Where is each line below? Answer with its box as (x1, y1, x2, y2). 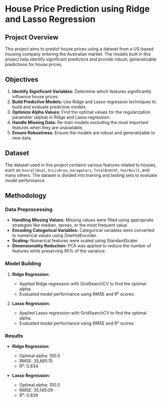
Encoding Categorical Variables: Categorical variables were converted (12, 227, 155, 233)
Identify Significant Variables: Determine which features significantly (12, 88, 151, 94)
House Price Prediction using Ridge (5, 3, 150, 15)
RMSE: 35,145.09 (19, 387, 53, 393)
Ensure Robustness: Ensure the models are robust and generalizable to (12, 130, 156, 136)
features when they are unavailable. (12, 124, 84, 130)
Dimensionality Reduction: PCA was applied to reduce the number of (12, 243, 151, 249)
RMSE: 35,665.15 (19, 358, 53, 364)
